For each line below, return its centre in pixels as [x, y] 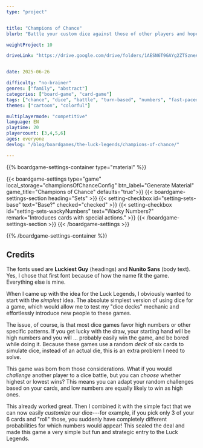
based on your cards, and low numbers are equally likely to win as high [95, 388]
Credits [21, 255]
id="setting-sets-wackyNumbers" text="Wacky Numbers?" [80, 211]
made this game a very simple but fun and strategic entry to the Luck [92, 432]
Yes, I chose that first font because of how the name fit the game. [88, 276]
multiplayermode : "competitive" [47, 116]
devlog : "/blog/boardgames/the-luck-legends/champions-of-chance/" [93, 144]
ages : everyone [25, 139]
